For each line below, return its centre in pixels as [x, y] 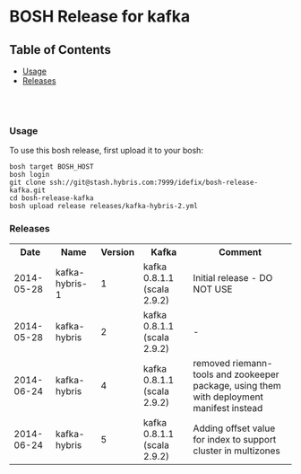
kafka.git [28, 190]
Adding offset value [234, 428]
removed [212, 363]
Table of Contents [60, 50]
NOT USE [213, 289]
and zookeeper [247, 374]
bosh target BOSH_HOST [52, 167]
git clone [28, 183]
